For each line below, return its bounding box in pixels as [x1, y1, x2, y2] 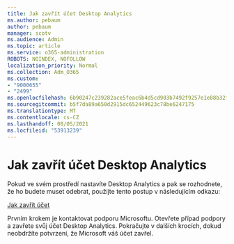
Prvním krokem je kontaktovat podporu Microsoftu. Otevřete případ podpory [7, 214, 226, 223]
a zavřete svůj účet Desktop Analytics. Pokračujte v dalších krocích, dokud [7, 222, 221, 230]
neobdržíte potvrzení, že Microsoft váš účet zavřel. [7, 229, 154, 238]
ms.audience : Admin [7, 36, 64, 43]
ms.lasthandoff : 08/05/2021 [7, 120, 89, 128]
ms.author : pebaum [7, 17, 61, 24]
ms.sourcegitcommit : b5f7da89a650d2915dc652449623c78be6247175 [7, 101, 195, 108]
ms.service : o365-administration [7, 49, 104, 56]
